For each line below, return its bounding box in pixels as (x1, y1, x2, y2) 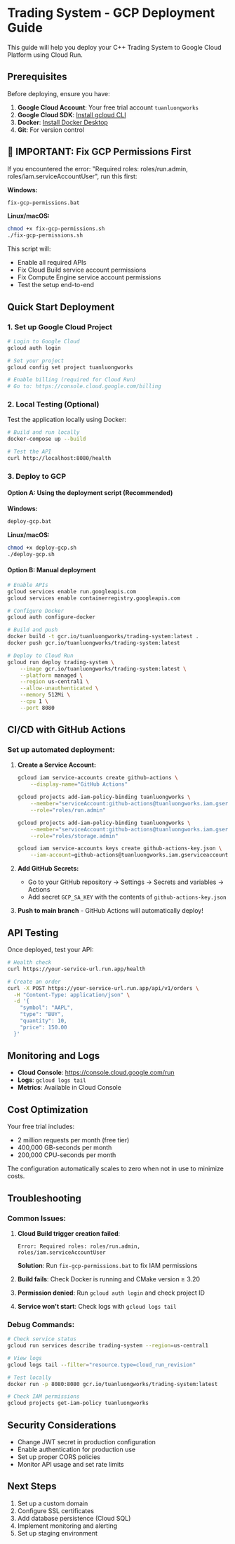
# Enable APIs (7, 581, 49, 588)
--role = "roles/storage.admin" (30, 832, 119, 840)
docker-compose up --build (7, 435, 86, 443)
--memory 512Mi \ (20, 692, 71, 699)
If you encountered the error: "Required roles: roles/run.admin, (7, 164, 188, 173)
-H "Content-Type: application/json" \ (13, 991, 130, 998)
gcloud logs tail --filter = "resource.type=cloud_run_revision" (7, 1361, 196, 1368)
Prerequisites (7, 71, 67, 83)
